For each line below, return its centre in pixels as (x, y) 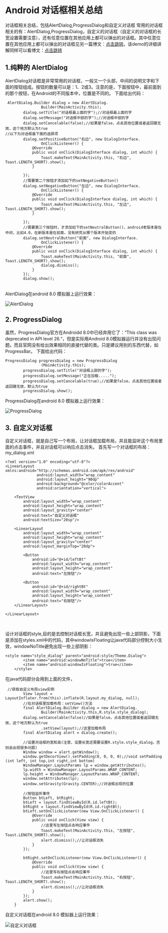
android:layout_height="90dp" (68, 480)
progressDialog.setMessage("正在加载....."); (70, 376)
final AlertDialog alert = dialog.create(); (70, 733)
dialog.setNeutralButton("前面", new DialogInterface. (81, 238)
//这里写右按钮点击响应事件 (65, 872)
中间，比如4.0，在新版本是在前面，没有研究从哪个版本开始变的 (61, 232)
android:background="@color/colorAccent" (80, 484)
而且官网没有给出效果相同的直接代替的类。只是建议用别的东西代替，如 (86, 345)
